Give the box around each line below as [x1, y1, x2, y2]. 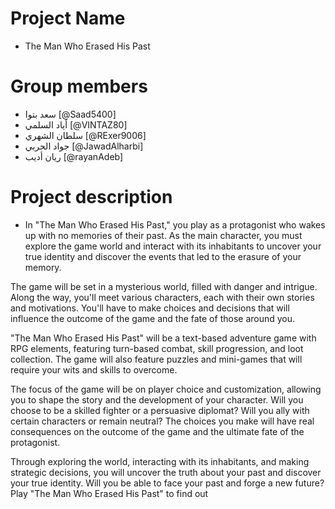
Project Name [10, 7, 126, 30]
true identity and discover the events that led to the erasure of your [24, 250, 302, 262]
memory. [24, 261, 62, 273]
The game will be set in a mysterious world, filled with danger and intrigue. [10, 280, 318, 292]
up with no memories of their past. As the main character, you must [24, 229, 303, 241]
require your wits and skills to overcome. [10, 363, 178, 376]
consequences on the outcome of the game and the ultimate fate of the [10, 425, 305, 437]
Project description [10, 186, 173, 209]
